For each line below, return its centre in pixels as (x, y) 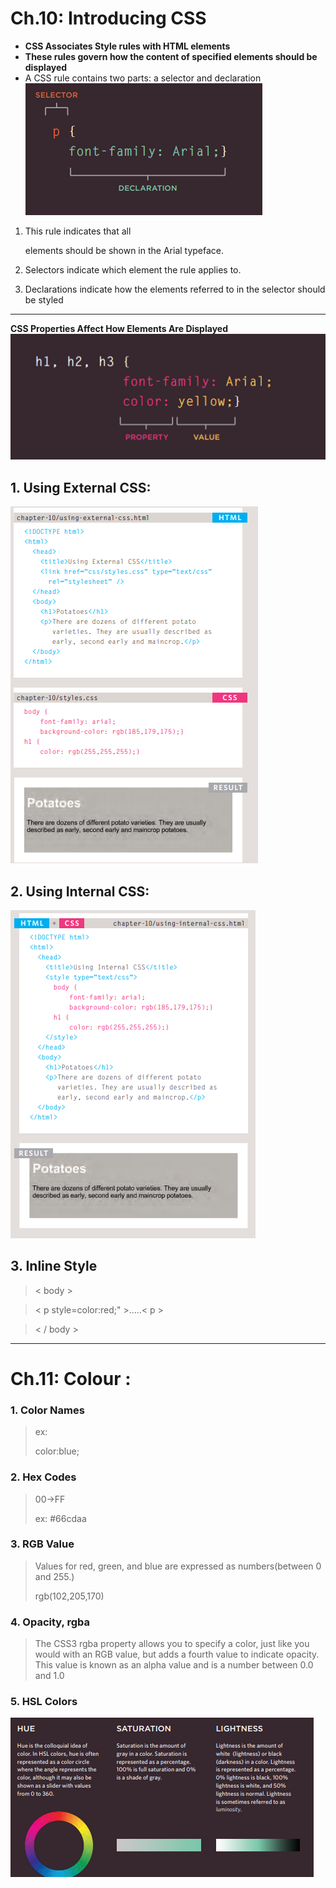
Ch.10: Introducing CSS (108, 18)
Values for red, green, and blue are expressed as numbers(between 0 (178, 1566)
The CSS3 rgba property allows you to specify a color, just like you (172, 1644)
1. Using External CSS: (81, 487)
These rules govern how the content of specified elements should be (171, 56)
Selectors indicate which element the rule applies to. (133, 269)
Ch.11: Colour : (71, 1378)
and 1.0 (49, 1676)
